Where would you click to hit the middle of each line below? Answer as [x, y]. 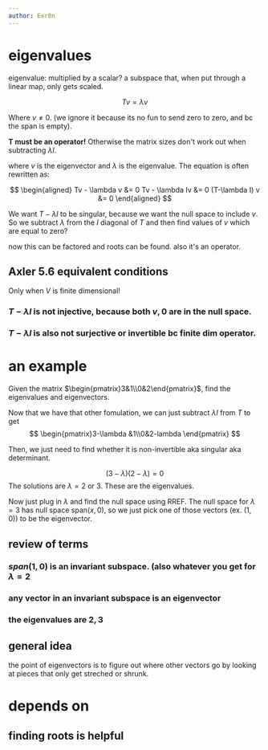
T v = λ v [135, 102]
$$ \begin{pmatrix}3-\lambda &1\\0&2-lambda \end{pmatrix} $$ [135, 434]
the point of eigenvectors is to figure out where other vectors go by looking [132, 665]
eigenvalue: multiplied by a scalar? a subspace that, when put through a [127, 78]
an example [48, 367]
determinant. [29, 458]
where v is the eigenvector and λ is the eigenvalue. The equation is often [129, 165]
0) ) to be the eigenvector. [50, 519]
